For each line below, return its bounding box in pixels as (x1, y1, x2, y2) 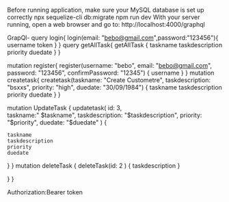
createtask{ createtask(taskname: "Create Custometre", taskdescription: (7, 76, 211, 84)
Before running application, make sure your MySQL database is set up (7, 6, 204, 14)
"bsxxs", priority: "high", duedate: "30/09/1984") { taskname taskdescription (7, 84, 222, 91)
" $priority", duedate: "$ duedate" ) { (7, 118, 107, 126)
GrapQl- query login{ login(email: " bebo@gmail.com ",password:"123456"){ (7, 34, 219, 42)
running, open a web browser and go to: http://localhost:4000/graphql (7, 21, 205, 28)
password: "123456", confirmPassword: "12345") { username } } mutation (7, 68, 215, 77)
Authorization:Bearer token (7, 188, 83, 196)
